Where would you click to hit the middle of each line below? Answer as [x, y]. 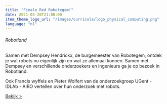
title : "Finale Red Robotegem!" [39, 10]
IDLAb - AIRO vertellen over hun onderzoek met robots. [63, 86]
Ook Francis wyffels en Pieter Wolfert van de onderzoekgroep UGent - [78, 81]
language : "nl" [21, 24]
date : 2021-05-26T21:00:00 [34, 15]
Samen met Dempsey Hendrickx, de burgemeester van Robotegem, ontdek [83, 55]
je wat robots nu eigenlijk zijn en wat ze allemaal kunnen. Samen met [77, 61]
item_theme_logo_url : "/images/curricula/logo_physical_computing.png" [82, 19]
